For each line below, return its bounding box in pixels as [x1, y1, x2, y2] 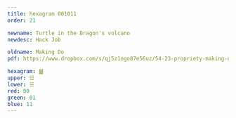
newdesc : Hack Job [7, 36, 61, 43]
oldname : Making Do [7, 48, 65, 56]
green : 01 [7, 94, 37, 101]
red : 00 [7, 87, 30, 95]
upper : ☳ [7, 74, 34, 81]
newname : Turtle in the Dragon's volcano [7, 29, 131, 37]
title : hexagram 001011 [7, 10, 77, 18]
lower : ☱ [7, 81, 34, 88]
